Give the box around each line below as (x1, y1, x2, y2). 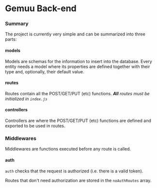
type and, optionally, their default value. (5, 68, 84, 74)
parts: (5, 36, 17, 42)
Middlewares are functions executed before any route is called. (5, 146, 131, 152)
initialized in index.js (5, 96, 47, 102)
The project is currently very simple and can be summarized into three (5, 31, 145, 37)
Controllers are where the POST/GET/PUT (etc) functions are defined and (5, 118, 152, 124)
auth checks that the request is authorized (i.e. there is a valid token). (5, 168, 143, 174)
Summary (5, 20, 29, 27)
